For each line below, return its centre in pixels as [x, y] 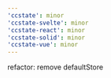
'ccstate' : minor [36, 15]
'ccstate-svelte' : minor [48, 23]
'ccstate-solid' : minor [46, 37]
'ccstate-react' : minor [46, 30]
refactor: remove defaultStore [55, 67]
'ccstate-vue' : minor [43, 45]
